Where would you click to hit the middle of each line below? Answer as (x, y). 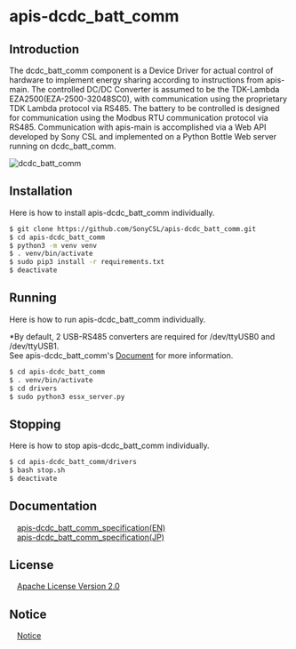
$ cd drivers (33, 389)
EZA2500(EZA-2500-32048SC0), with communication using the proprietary (148, 99)
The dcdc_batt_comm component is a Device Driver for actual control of (141, 70)
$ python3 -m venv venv (53, 245)
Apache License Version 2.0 (68, 586)
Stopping (35, 424)
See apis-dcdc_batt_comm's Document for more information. (121, 355)
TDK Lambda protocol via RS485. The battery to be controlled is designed (144, 108)
